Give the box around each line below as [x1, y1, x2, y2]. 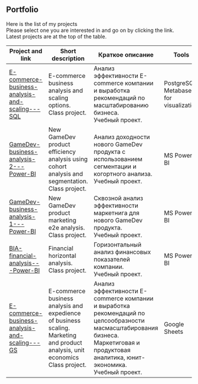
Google [164, 320, 184, 328]
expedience [48, 309, 81, 317]
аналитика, [93, 353, 126, 362]
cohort [48, 162, 67, 170]
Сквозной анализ [93, 194, 143, 202]
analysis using [48, 155, 88, 163]
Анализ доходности [93, 133, 150, 141]
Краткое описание [98, 50, 154, 58]
